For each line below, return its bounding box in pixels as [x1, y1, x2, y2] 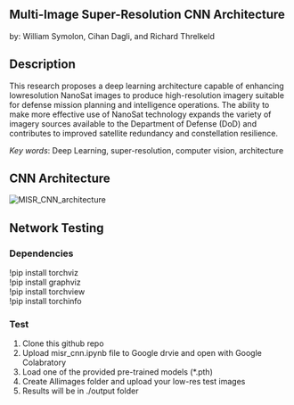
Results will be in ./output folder [21, 385, 139, 396]
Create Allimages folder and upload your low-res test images [21, 376, 246, 387]
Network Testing [9, 220, 104, 236]
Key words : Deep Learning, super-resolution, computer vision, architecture [9, 145, 284, 155]
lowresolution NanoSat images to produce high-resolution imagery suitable [9, 89, 285, 101]
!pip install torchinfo [9, 296, 82, 307]
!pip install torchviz [9, 268, 78, 278]
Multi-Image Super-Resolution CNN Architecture [9, 7, 285, 22]
